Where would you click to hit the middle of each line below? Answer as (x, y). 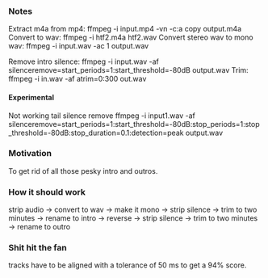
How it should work (47, 192)
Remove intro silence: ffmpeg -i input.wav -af (84, 61)
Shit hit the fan (38, 248)
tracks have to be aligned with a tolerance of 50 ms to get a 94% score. (128, 265)
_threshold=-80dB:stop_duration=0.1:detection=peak (96, 133)
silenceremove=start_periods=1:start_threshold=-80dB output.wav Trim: (128, 70)
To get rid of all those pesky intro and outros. (83, 171)
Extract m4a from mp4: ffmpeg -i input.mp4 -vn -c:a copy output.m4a (125, 29)
